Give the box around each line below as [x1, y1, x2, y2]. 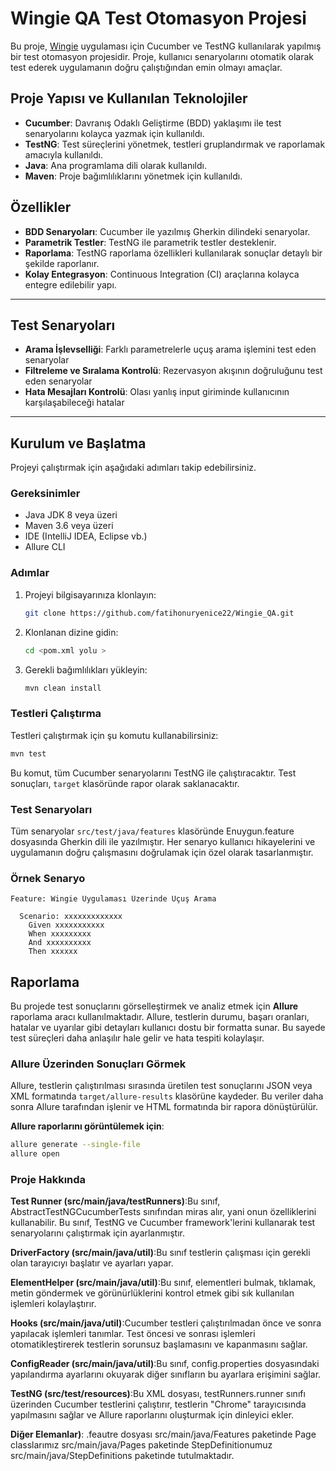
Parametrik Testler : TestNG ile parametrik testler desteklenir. [24, 236, 277, 248]
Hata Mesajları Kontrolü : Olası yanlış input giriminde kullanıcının [24, 386, 290, 398]
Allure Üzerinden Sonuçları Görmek [10, 1057, 187, 1071]
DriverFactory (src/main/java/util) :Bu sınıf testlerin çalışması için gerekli [10, 1247, 311, 1259]
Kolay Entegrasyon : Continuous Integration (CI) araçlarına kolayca [24, 268, 300, 280]
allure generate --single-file [10, 1140, 141, 1150]
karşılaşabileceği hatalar [24, 397, 125, 409]
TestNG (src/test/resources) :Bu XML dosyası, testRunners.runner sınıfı [10, 1388, 306, 1400]
